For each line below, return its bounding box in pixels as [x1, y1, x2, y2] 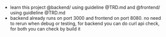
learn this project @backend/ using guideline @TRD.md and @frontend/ [10, 5, 160, 10]
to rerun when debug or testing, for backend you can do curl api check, [10, 20, 160, 26]
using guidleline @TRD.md [10, 10, 66, 16]
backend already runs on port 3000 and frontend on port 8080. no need [10, 15, 161, 21]
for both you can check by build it [10, 26, 81, 32]
